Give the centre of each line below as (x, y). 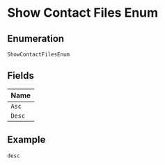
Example (26, 140)
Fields (21, 76)
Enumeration (36, 39)
